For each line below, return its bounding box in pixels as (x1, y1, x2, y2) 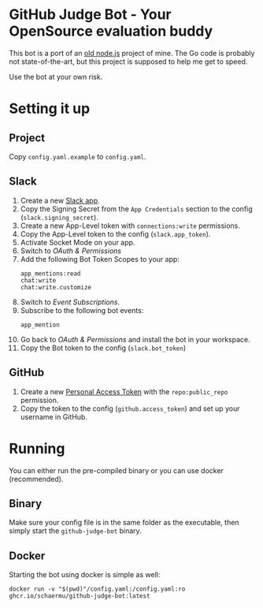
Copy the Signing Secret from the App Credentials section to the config (20, 203, 253, 214)
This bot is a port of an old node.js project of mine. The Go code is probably (9, 48, 255, 58)
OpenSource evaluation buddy (9, 22, 213, 40)
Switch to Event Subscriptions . (20, 297, 120, 307)
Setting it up (9, 100, 91, 117)
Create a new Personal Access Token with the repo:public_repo (20, 386, 228, 396)
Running (9, 439, 65, 457)
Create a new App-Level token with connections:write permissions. (20, 221, 241, 230)
